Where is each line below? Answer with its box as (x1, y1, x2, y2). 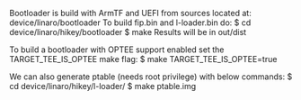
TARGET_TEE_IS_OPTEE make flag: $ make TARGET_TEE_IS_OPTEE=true (9, 54, 278, 64)
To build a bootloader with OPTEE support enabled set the (9, 44, 225, 55)
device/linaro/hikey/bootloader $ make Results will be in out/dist (9, 27, 247, 37)
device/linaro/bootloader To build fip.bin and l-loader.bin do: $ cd (9, 17, 252, 28)
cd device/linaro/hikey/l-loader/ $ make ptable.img (9, 81, 196, 91)
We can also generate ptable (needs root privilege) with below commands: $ (9, 71, 293, 82)
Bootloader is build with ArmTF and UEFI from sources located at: (9, 8, 252, 18)
